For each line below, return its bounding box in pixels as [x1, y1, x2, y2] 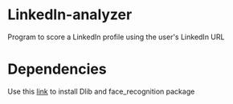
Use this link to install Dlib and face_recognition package [7, 86, 195, 96]
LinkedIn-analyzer [7, 6, 133, 24]
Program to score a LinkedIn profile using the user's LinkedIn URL [7, 32, 225, 42]
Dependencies [7, 60, 107, 78]
